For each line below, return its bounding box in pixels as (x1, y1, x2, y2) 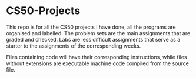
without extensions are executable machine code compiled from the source (6, 60, 190, 67)
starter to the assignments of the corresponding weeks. (6, 42, 141, 49)
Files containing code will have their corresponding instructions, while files (6, 53, 187, 60)
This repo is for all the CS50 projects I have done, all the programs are (6, 23, 176, 30)
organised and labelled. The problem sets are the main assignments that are (6, 29, 191, 36)
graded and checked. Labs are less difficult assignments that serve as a (6, 36, 181, 43)
